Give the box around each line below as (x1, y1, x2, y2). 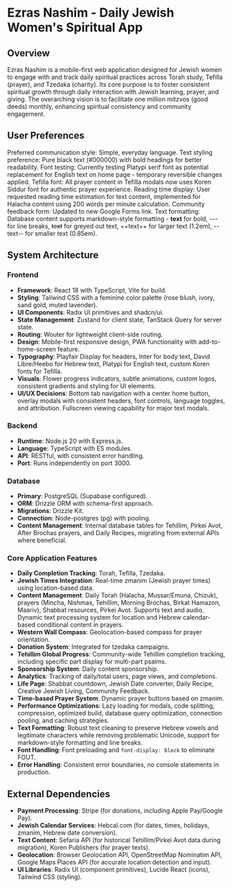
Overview (7, 47, 51, 59)
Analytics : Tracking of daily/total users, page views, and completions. (17, 672, 217, 681)
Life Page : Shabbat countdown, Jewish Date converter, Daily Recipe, (17, 679, 214, 688)
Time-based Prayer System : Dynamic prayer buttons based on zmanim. (17, 695, 224, 703)
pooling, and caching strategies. (17, 716, 109, 725)
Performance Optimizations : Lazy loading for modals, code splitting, (17, 702, 215, 710)
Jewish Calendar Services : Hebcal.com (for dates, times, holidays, (17, 821, 210, 830)
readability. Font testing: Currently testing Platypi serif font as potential (7, 163, 209, 171)
